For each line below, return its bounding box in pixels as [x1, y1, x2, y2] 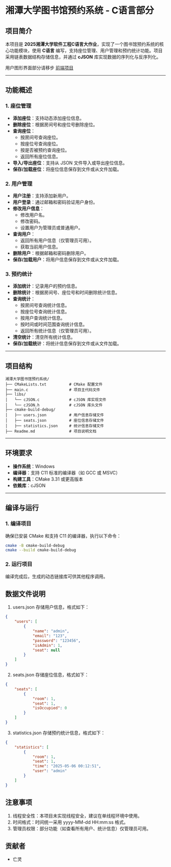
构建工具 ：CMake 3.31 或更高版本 [12, 476, 83, 482]
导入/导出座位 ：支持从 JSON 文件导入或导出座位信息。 [12, 159, 128, 166]
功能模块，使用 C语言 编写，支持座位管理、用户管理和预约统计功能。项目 [9, 47, 163, 54]
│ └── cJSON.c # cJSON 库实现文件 [5, 397, 107, 402]
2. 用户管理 [5, 180, 33, 187]
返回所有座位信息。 [20, 153, 61, 159]
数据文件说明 [5, 590, 46, 598]
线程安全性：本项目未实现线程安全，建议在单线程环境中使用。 [12, 812, 142, 818]
